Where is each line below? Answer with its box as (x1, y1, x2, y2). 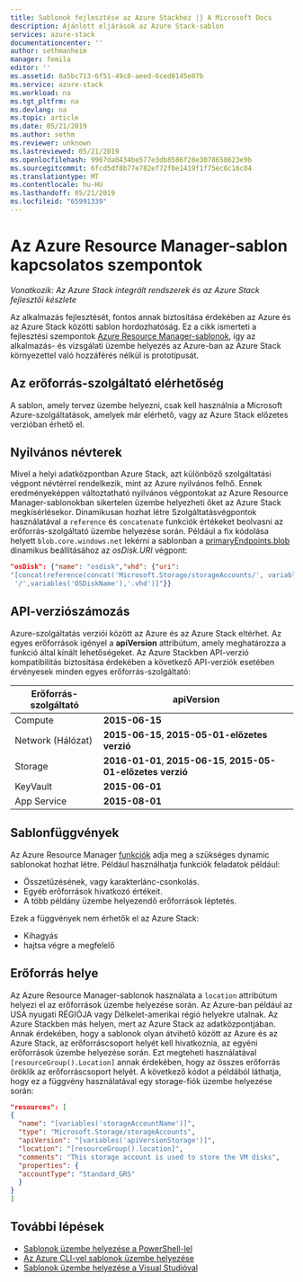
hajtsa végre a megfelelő (22, 939, 115, 950)
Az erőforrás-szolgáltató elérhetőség (10, 376, 224, 391)
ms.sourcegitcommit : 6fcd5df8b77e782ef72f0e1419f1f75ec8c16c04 (10, 164, 253, 173)
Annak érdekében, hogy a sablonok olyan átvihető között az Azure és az (10, 1028, 278, 1038)
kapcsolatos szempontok (10, 255, 203, 275)
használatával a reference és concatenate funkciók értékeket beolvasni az (10, 516, 284, 527)
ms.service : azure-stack (10, 80, 103, 89)
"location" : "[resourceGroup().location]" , (18, 1144, 183, 1153)
